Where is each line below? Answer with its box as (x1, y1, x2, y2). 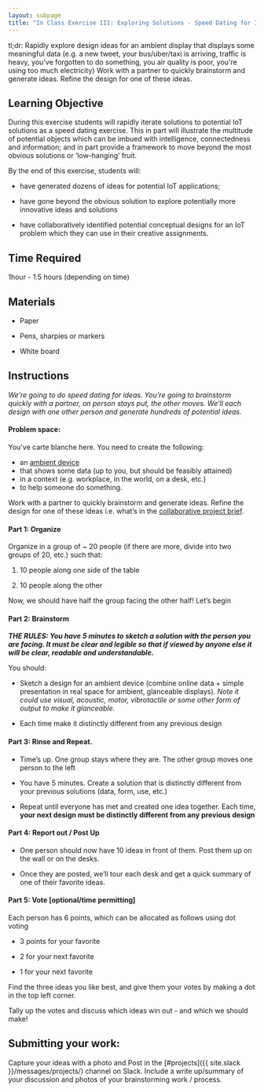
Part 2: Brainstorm (8, 614, 69, 623)
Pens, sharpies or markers (19, 331, 105, 341)
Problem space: (8, 425, 61, 434)
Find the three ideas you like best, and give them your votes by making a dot (8, 982, 255, 991)
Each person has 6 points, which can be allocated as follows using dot (8, 913, 236, 922)
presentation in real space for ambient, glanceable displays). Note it (19, 687, 240, 696)
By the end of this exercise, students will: (8, 166, 141, 175)
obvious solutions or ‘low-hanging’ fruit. (8, 151, 137, 160)
